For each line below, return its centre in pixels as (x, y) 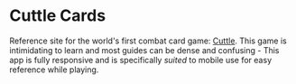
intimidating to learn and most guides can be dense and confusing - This (144, 50)
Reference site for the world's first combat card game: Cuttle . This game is (148, 41)
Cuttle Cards (58, 16)
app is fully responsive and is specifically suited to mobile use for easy (141, 60)
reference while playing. (54, 70)
